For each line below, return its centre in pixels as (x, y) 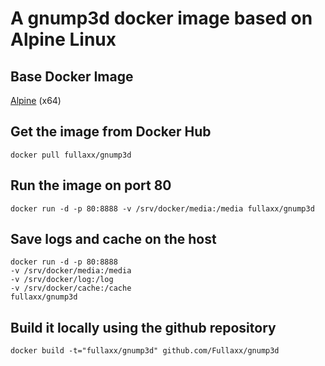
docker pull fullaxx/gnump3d (71, 155)
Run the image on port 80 (91, 185)
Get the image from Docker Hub (111, 132)
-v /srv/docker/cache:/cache (71, 288)
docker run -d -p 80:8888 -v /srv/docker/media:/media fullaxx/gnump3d (162, 208)
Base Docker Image (72, 76)
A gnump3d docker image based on (161, 18)
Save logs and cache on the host (113, 239)
